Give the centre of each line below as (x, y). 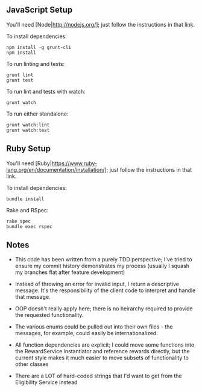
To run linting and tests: (36, 64)
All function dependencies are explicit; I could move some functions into (105, 345)
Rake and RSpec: (27, 210)
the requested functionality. (49, 315)
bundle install (25, 199)
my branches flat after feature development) (70, 272)
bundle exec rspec (29, 226)
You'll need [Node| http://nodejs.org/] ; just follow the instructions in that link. (101, 24)
